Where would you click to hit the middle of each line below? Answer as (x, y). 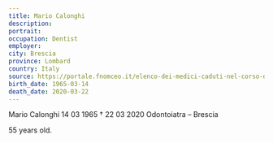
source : (22, 76)
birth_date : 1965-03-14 (49, 84)
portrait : (25, 31)
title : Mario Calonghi (47, 16)
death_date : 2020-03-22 (49, 91)
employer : (25, 46)
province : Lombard (39, 62)
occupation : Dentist (43, 39)
